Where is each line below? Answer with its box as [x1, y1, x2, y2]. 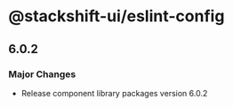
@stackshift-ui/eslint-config [8, 6, 225, 27]
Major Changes [8, 68, 76, 80]
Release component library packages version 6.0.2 [20, 88, 208, 98]
